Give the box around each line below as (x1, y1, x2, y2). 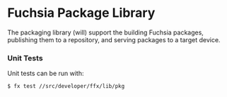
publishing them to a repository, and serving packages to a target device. (7, 35, 221, 44)
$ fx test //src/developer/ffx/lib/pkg (7, 83, 125, 90)
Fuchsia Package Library (7, 5, 156, 21)
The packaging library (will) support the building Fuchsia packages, (7, 28, 204, 37)
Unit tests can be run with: (7, 69, 84, 78)
